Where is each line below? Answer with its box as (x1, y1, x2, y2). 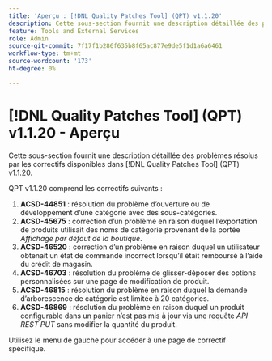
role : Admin (8, 34, 49, 43)
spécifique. (8, 343, 46, 353)
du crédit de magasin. (19, 259, 93, 269)
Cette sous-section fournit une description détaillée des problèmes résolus (8, 151, 259, 160)
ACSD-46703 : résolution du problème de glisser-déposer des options (19, 268, 257, 278)
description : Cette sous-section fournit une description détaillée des (8, 19, 259, 28)
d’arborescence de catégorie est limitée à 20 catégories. (19, 293, 210, 304)
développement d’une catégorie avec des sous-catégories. (19, 207, 218, 217)
